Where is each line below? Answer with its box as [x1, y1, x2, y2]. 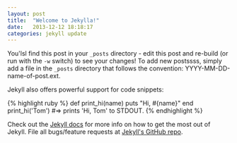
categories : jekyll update [7, 30, 87, 37]
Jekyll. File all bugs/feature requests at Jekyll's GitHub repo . [7, 128, 183, 136]
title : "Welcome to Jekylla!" [7, 17, 100, 24]
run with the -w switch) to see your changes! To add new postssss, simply [7, 57, 223, 66]
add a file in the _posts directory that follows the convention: [7, 64, 184, 73]
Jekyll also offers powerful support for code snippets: [7, 85, 164, 94]
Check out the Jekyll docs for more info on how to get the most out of [7, 120, 211, 129]
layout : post [7, 10, 46, 18]
